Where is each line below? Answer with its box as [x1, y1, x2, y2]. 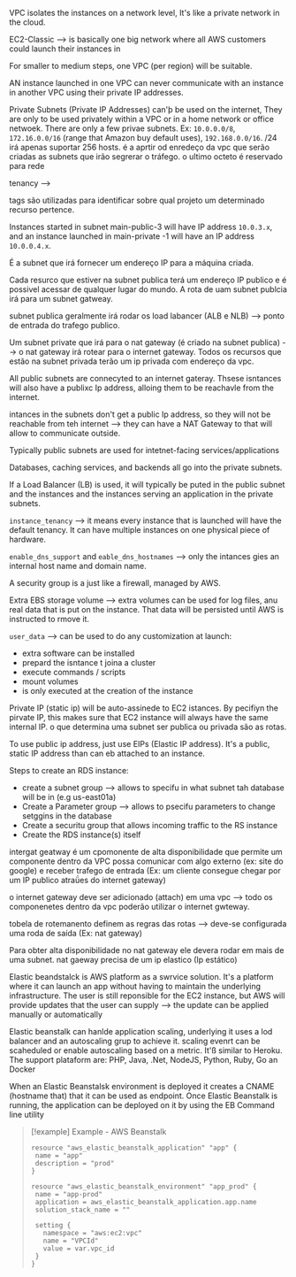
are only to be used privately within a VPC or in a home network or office [9, 114, 274, 124]
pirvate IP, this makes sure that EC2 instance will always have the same [9, 712, 269, 722]
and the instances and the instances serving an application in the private [9, 488, 274, 499]
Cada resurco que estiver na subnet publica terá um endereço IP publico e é [9, 274, 287, 285]
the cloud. [9, 17, 46, 27]
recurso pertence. [9, 204, 75, 215]
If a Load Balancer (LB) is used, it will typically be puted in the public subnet [9, 480, 285, 489]
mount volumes [21, 676, 79, 687]
